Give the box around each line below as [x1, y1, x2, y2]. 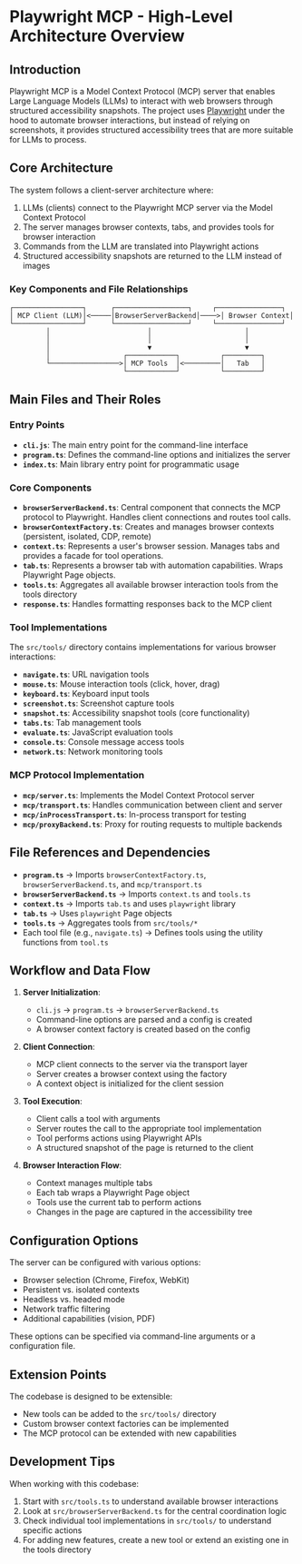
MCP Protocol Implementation [9, 769, 145, 782]
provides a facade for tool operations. [22, 550, 164, 561]
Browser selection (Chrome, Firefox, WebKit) [22, 1274, 190, 1286]
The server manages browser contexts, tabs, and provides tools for [22, 221, 275, 233]
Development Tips [9, 1454, 115, 1470]
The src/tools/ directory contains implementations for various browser [9, 642, 277, 653]
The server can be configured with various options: [9, 1257, 201, 1268]
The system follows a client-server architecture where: [9, 184, 214, 195]
